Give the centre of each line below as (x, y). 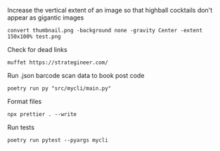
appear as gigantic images (46, 18)
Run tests (21, 127)
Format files (25, 101)
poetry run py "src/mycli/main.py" (59, 88)
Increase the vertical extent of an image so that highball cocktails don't (110, 10)
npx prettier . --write (42, 114)
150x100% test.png (34, 37)
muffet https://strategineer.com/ (58, 63)
